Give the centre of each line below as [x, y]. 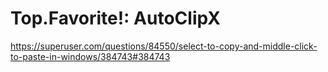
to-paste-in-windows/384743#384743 [90, 56]
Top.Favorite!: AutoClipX [115, 18]
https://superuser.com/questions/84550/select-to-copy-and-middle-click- [164, 46]
